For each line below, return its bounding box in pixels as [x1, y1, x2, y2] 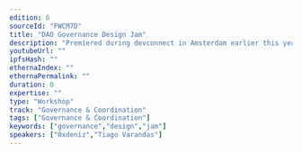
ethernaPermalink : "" [9, 72, 91, 81]
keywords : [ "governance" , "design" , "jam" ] [9, 122, 167, 131]
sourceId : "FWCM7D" [9, 22, 83, 31]
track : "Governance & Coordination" [9, 105, 147, 114]
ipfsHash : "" [9, 55, 58, 64]
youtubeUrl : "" [9, 47, 67, 56]
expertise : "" [9, 88, 63, 97]
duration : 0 [9, 80, 54, 89]
